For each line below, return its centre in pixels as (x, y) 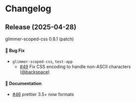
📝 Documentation (23, 83)
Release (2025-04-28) (41, 27)
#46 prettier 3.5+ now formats (43, 95)
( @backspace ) (35, 72)
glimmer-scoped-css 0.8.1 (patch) (40, 39)
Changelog (28, 9)
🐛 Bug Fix (15, 50)
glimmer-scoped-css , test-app (42, 61)
